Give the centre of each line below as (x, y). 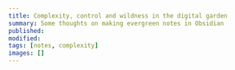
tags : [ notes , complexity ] (53, 46)
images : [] (26, 53)
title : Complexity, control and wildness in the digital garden (118, 16)
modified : (25, 38)
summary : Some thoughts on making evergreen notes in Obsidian (116, 23)
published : (26, 31)
